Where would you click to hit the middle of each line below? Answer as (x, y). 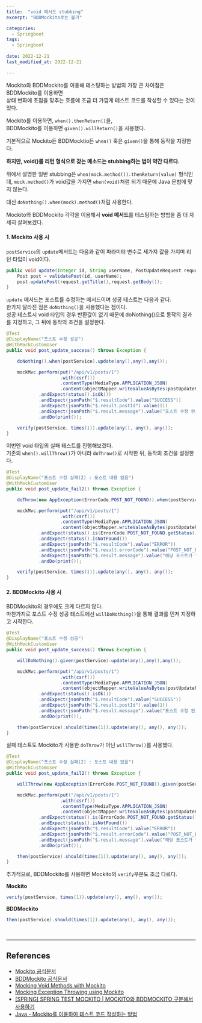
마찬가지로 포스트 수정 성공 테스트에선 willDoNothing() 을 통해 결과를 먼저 (93, 614)
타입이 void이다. (32, 259)
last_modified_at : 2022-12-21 (44, 62)
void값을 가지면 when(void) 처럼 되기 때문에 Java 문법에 (121, 181)
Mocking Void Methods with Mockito (60, 985)
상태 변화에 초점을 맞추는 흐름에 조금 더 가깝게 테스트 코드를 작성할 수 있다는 (95, 100)
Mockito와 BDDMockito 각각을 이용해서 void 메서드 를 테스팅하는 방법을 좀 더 (97, 214)
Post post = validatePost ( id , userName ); (69, 276)
